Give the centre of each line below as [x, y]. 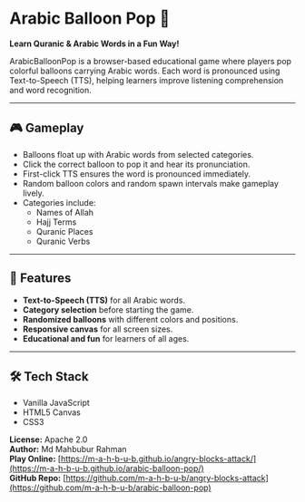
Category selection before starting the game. [108, 309]
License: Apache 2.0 [49, 439]
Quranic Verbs [63, 241]
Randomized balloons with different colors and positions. [130, 319]
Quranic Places [64, 231]
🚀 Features [40, 279]
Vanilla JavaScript [56, 403]
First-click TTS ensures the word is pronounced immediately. [137, 174]
